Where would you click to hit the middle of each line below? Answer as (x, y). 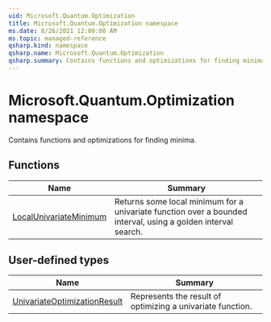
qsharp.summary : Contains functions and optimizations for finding (124, 61)
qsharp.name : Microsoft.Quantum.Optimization (86, 53)
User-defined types (59, 260)
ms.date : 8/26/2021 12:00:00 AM (63, 31)
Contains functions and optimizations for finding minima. (102, 140)
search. (129, 232)
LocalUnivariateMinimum (60, 217)
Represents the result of (176, 296)
